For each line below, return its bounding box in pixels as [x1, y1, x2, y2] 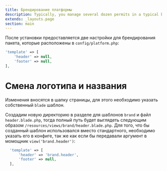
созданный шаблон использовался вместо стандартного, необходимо [5, 127, 156, 133]
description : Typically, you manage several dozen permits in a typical [5, 12, 159, 17]
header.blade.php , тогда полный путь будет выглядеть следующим [5, 117, 147, 123]
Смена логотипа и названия [5, 80, 127, 91]
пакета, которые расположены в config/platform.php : [5, 40, 119, 46]
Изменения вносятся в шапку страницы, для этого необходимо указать [5, 96, 158, 102]
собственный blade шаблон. [5, 102, 65, 108]
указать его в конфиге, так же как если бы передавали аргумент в [5, 133, 147, 139]
